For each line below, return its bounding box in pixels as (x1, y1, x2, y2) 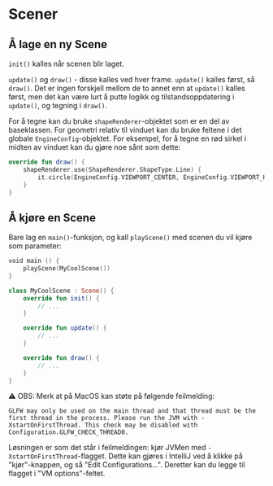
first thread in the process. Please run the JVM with (8, 414, 198, 423)
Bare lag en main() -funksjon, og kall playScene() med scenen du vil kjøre (8, 233, 253, 243)
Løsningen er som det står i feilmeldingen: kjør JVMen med (8, 443, 206, 453)
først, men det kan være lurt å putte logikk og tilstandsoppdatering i (8, 92, 235, 102)
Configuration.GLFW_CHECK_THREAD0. (8, 428, 129, 436)
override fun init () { (23, 294, 100, 302)
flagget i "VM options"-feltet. (8, 469, 106, 479)
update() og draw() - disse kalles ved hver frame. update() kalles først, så (8, 75, 255, 84)
